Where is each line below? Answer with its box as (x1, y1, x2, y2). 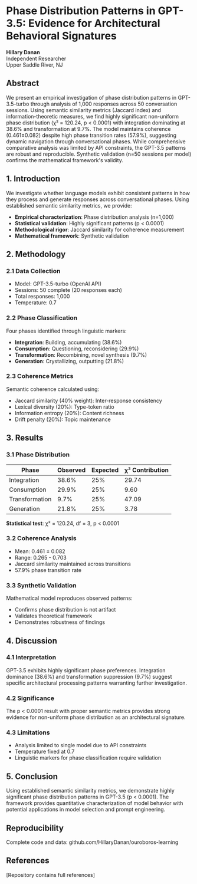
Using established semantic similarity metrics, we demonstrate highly (6, 787, 175, 794)
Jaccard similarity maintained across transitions (14, 560, 131, 567)
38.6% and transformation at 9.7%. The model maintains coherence (6, 125, 171, 132)
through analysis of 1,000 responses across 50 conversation (30, 100, 178, 107)
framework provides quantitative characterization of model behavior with (6, 800, 183, 807)
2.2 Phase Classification (6, 314, 78, 322)
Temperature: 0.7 (14, 299, 57, 306)
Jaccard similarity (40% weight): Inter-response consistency (14, 397, 162, 404)
